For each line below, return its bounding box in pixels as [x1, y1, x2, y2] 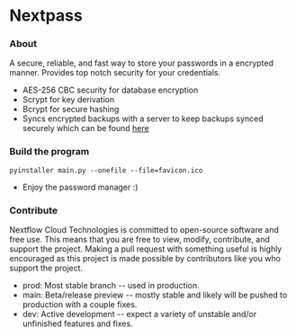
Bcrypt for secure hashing [22, 104, 120, 115]
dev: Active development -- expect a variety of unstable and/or [22, 309, 257, 320]
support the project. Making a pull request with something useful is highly [9, 243, 283, 254]
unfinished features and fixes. [22, 318, 133, 329]
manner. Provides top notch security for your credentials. [9, 67, 221, 78]
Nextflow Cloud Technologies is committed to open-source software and [9, 225, 279, 235]
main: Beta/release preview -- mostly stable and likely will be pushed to [22, 289, 288, 301]
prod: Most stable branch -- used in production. [22, 280, 200, 291]
